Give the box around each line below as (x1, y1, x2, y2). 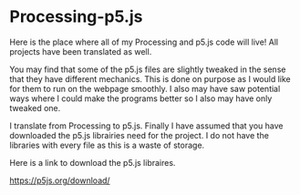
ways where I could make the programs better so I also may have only (9, 93, 273, 104)
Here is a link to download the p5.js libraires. (9, 157, 176, 168)
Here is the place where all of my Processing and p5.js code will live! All (9, 36, 279, 47)
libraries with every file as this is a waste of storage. (9, 139, 205, 150)
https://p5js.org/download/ (9, 175, 111, 186)
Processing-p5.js (9, 6, 143, 27)
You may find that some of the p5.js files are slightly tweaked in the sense (9, 64, 286, 75)
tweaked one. (9, 102, 61, 113)
